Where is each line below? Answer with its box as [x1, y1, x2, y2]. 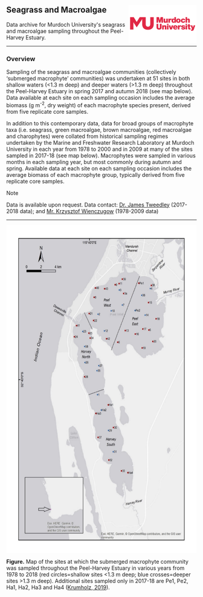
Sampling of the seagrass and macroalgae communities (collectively [6, 68, 176, 76]
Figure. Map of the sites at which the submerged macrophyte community [6, 558, 189, 565]
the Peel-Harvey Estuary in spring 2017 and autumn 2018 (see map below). [6, 88, 193, 95]
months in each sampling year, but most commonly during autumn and [6, 158, 182, 165]
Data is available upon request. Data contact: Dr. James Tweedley [6, 201, 170, 208]
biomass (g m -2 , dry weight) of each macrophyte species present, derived [6, 101, 191, 108]
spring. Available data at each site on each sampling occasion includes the [6, 165, 192, 172]
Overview [6, 54, 36, 63]
